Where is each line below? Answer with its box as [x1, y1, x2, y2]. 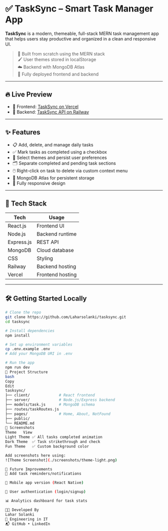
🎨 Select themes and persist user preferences [12, 154, 107, 160]
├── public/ [5, 416, 30, 421]
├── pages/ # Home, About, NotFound [5, 411, 111, 416]
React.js [7, 222, 26, 229]
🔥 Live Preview [5, 90, 52, 99]
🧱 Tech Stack [5, 199, 47, 207]
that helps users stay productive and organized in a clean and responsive [5, 35, 156, 41]
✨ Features [5, 128, 40, 136]
